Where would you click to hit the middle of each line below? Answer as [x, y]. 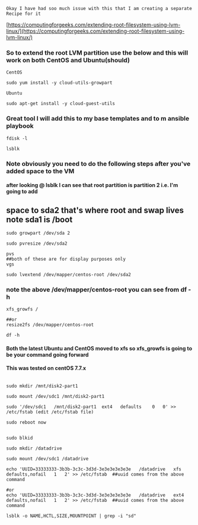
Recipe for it [24, 14]
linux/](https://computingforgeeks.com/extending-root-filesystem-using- [95, 31]
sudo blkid [20, 438]
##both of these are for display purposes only [66, 259]
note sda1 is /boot [39, 219]
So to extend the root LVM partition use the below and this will [97, 52]
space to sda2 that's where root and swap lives [95, 210]
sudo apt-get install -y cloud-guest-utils [61, 104]
